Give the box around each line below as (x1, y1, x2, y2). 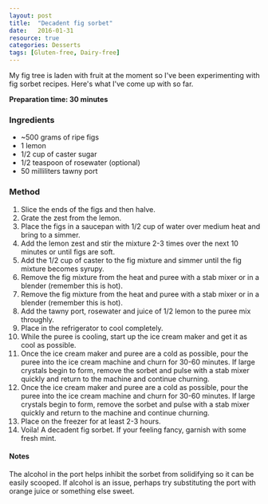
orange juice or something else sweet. (9, 486, 135, 495)
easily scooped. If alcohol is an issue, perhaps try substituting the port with (9, 478, 256, 487)
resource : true (9, 33, 60, 42)
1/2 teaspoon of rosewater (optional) (20, 158, 140, 167)
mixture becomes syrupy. (20, 264, 104, 274)
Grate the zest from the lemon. (20, 213, 122, 222)
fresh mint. (20, 433, 57, 443)
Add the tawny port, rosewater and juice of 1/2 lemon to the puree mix (20, 306, 251, 316)
